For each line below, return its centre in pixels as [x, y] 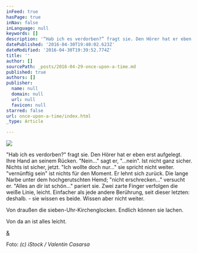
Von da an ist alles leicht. [36, 222]
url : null [23, 99]
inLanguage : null [27, 28]
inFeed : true [22, 12]
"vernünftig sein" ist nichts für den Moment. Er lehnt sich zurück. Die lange [97, 173]
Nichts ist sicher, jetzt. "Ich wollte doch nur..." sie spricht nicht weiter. [90, 167]
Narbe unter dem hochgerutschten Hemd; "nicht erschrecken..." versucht [95, 180]
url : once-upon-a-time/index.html [49, 116]
